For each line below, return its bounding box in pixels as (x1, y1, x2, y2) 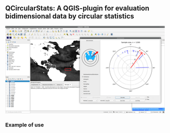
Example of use (5, 121, 44, 128)
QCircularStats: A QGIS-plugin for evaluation (5, 4, 149, 13)
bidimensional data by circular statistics (5, 12, 135, 21)
